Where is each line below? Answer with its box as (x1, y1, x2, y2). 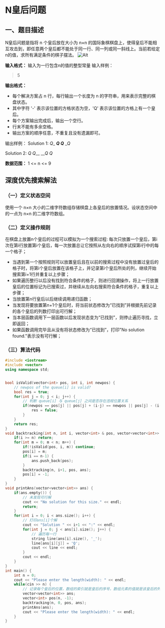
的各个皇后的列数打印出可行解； (12, 308, 77, 314)
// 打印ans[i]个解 (23, 518, 57, 523)
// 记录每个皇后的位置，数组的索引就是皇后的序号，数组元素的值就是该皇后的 (23, 587, 157, 592)
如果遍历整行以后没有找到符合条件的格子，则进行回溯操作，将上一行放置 (12, 277, 159, 283)
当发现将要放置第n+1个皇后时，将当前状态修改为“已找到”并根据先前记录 (12, 302, 157, 308)
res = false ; (31, 408, 58, 413)
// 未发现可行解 (23, 495, 52, 500)
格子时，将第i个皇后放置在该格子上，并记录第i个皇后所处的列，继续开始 (12, 265, 157, 271)
